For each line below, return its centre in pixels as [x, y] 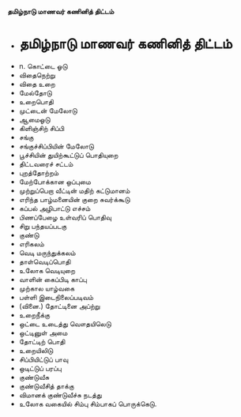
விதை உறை [37, 84]
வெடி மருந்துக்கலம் [47, 253]
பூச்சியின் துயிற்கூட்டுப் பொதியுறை [68, 155]
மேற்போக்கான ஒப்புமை [55, 182]
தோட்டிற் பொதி [42, 341]
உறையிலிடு [36, 350]
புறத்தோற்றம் [39, 172]
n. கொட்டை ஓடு [43, 66]
